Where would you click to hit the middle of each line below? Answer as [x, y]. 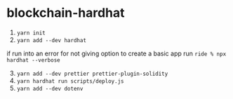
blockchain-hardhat [66, 13]
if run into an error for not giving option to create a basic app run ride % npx [116, 53]
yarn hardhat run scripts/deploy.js [70, 81]
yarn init [31, 33]
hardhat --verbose [33, 60]
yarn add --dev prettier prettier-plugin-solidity [92, 74]
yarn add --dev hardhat [52, 40]
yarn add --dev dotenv [50, 88]
